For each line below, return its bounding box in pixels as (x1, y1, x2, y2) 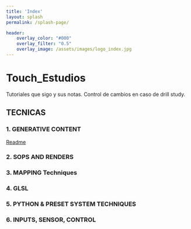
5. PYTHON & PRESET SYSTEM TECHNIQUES (6, 200, 136, 208)
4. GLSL (6, 185, 29, 193)
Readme (6, 138, 26, 145)
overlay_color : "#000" (16, 36, 72, 41)
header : (6, 30, 25, 36)
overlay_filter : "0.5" (16, 41, 72, 47)
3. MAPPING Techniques (6, 169, 78, 177)
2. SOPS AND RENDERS (6, 153, 74, 161)
